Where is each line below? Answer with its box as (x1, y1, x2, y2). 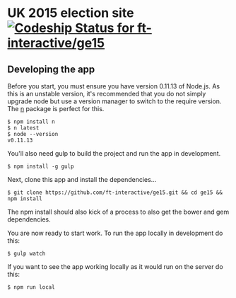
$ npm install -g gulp (7, 163, 74, 170)
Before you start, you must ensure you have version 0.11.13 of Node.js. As (7, 82, 220, 90)
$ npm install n (7, 118, 55, 125)
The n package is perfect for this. (7, 105, 105, 113)
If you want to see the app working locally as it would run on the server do (7, 263, 224, 270)
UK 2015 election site (7, 5, 134, 21)
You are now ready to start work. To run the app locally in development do (7, 229, 223, 237)
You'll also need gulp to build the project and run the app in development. (7, 149, 221, 157)
